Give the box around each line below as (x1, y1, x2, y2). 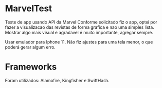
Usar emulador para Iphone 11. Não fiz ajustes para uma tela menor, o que (5, 39, 153, 44)
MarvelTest (5, 3, 52, 14)
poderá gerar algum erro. (5, 44, 56, 50)
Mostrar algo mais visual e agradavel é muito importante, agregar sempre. (5, 29, 153, 35)
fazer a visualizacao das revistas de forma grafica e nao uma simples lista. (5, 24, 154, 30)
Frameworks (5, 62, 57, 72)
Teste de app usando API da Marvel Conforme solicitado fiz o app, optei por (5, 19, 158, 25)
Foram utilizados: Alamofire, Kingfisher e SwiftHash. (5, 77, 109, 83)
